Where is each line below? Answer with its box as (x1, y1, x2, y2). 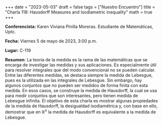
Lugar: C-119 (5, 48, 31, 53)
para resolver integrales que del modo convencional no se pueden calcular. (5, 67, 156, 73)
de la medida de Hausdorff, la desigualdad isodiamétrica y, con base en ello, (5, 103, 158, 109)
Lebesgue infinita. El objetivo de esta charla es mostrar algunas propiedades (5, 98, 158, 103)
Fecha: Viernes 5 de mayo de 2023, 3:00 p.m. (5, 38, 98, 44)
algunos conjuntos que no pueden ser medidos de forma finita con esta (5, 83, 148, 88)
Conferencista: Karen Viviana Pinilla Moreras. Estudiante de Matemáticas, (5, 24, 154, 29)
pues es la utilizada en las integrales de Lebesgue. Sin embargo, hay (5, 77, 142, 83)
